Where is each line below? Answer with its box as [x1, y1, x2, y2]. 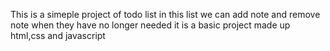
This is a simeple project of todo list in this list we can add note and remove [10, 9, 321, 20]
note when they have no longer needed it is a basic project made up [10, 19, 291, 31]
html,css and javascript [10, 30, 106, 41]
